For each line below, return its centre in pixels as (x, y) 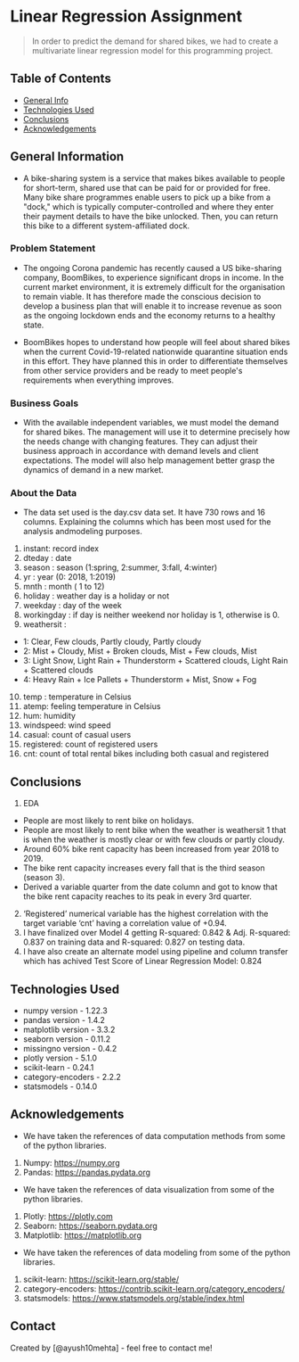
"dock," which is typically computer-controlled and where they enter (148, 206)
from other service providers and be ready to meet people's (133, 370)
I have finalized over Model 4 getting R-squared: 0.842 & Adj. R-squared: (157, 933)
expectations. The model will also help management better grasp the (149, 460)
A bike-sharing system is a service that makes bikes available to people (154, 178)
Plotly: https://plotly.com (68, 1216)
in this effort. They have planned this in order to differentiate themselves (155, 361)
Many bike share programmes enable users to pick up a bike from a (146, 197)
